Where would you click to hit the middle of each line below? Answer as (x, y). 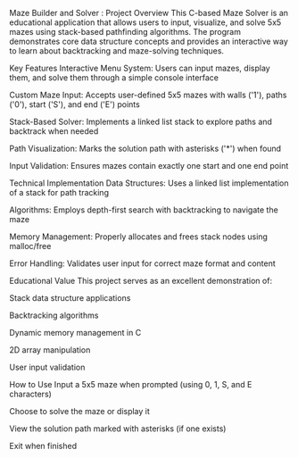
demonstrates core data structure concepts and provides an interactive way (149, 41)
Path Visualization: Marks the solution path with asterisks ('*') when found (145, 148)
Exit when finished (43, 446)
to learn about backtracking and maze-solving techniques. (117, 51)
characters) (30, 394)
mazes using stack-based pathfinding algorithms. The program (125, 32)
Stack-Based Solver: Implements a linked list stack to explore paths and (141, 121)
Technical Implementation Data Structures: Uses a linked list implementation (149, 183)
